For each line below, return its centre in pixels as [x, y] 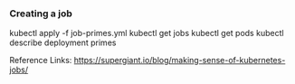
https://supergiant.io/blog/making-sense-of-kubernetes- [180, 61]
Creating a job [41, 14]
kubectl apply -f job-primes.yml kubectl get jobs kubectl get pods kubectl [147, 33]
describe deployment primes [63, 42]
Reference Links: [41, 61]
